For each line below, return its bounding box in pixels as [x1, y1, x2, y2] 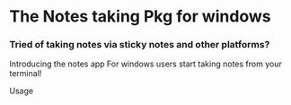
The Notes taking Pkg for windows [9, 6, 271, 27]
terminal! [9, 68, 42, 79]
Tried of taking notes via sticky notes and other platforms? [9, 39, 270, 51]
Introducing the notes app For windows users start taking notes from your [9, 58, 283, 69]
